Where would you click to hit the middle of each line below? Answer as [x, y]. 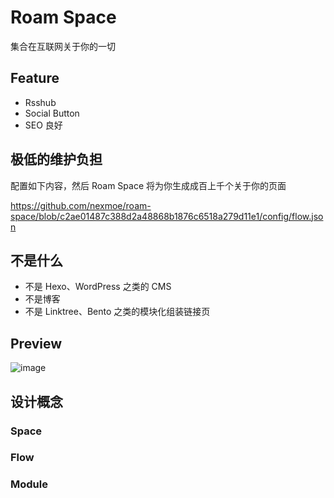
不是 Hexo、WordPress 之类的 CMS [98, 287]
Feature [35, 78]
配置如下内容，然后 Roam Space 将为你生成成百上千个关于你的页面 [148, 185]
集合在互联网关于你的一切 [63, 46]
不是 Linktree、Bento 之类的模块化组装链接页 [117, 312]
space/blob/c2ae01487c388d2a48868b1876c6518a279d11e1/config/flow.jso [167, 216]
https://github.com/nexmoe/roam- [81, 205]
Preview [36, 343]
